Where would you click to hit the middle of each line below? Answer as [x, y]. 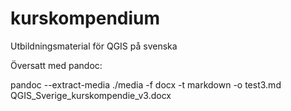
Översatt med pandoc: [56, 65]
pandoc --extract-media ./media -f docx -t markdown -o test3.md [146, 84]
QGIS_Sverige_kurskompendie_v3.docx [91, 95]
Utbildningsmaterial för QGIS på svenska [94, 46]
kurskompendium [85, 18]
